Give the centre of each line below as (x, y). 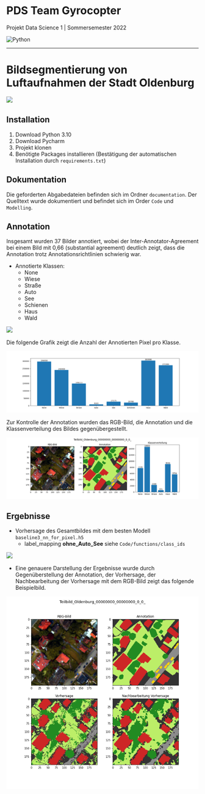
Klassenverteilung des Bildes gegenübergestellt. (67, 429)
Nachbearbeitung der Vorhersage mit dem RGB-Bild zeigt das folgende (104, 581)
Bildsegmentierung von (67, 70)
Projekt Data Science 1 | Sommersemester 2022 (67, 28)
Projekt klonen (33, 147)
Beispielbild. (31, 588)
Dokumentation (37, 180)
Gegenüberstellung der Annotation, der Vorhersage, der (85, 575)
